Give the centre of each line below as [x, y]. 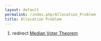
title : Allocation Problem [33, 19]
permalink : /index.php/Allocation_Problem [50, 14]
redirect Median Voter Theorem [45, 33]
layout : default [22, 10]
